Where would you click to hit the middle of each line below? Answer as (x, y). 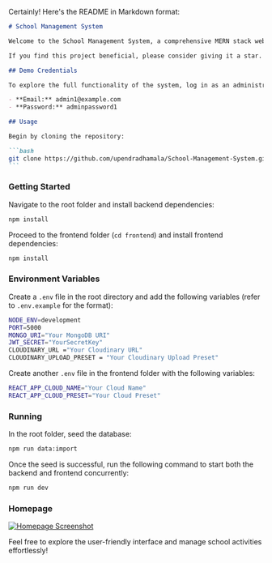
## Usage (23, 122)
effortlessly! (28, 551)
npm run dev (28, 488)
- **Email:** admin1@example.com (65, 100)
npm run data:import (43, 449)
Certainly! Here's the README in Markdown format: (94, 12)
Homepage (30, 508)
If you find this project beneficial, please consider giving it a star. (136, 56)
